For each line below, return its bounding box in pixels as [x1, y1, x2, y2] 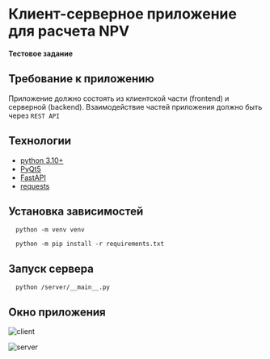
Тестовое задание [8, 48, 74, 58]
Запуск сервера [8, 261, 95, 275]
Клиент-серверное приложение [8, 5, 237, 23]
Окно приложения [8, 305, 107, 319]
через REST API [8, 111, 61, 120]
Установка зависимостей [8, 204, 144, 218]
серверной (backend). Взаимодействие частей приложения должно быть [8, 102, 263, 111]
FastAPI [19, 173, 46, 182]
